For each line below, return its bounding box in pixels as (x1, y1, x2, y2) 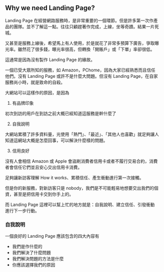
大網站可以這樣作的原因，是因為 (5, 90, 69, 95)
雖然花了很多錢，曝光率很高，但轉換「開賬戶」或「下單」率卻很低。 (18, 46, 155, 52)
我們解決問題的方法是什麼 (12, 256, 64, 262)
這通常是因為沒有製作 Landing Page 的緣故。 (5, 56, 95, 63)
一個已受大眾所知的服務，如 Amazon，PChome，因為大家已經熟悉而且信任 (5, 67, 156, 73)
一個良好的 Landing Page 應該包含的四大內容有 (5, 233, 100, 239)
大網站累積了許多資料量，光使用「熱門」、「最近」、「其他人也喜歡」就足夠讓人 (5, 131, 159, 137)
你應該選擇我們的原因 (12, 262, 55, 268)
